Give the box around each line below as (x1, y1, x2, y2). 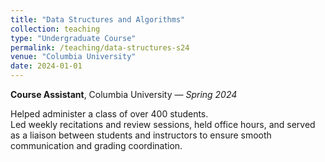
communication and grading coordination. (10, 140, 183, 151)
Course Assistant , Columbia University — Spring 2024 (10, 89, 238, 100)
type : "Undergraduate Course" (10, 33, 137, 43)
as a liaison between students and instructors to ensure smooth (10, 129, 272, 141)
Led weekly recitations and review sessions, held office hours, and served (10, 119, 316, 130)
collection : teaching (10, 24, 101, 34)
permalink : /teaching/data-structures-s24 (10, 42, 190, 53)
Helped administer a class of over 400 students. (10, 108, 209, 120)
